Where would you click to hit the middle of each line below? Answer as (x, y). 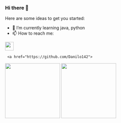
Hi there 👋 (17, 8)
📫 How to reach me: (33, 33)
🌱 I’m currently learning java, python (49, 28)
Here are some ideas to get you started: (45, 19)
